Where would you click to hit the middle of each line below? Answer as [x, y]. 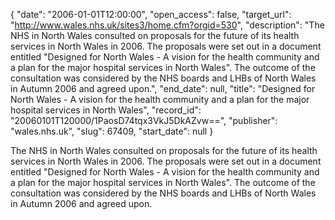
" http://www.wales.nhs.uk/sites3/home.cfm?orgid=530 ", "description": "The [167, 25]
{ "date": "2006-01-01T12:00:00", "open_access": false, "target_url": [151, 14]
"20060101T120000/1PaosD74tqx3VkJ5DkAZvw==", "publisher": [144, 120]
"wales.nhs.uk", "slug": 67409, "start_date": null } [112, 131]
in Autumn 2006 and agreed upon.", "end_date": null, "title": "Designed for [163, 88]
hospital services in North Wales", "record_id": [106, 110]
